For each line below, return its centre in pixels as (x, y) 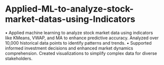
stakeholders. (19, 58)
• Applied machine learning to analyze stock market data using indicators (79, 32)
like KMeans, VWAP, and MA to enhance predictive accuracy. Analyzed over (82, 38)
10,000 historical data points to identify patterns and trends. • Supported (78, 43)
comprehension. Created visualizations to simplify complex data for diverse (81, 53)
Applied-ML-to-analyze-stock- (69, 9)
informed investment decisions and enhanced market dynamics (69, 48)
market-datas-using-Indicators (70, 19)
